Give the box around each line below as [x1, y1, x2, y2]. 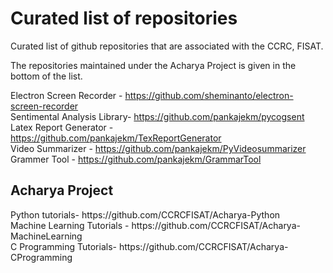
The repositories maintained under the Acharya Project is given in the [10, 59, 297, 71]
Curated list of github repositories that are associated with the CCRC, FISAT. [10, 40, 324, 52]
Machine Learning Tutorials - [10, 219, 130, 231]
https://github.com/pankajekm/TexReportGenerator [10, 132, 222, 144]
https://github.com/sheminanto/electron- [124, 89, 294, 101]
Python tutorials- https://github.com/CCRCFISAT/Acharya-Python [10, 208, 281, 221]
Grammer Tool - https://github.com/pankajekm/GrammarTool [10, 153, 262, 165]
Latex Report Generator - [10, 121, 114, 133]
